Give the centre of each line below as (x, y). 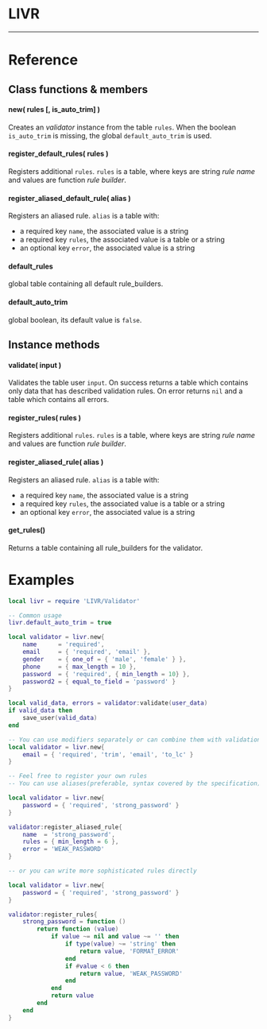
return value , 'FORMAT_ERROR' (129, 951)
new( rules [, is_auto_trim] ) (54, 110)
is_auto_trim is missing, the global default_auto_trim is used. (110, 135)
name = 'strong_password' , (69, 834)
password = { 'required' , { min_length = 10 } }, (106, 674)
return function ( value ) (78, 929)
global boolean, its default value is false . (75, 319)
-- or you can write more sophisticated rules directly (103, 871)
